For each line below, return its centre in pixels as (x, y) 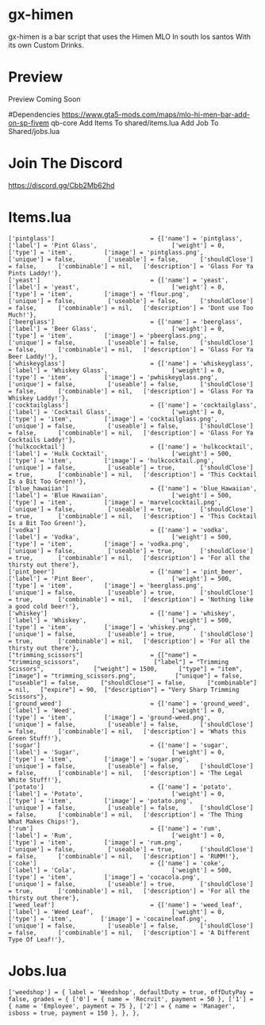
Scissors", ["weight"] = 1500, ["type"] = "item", (126, 669)
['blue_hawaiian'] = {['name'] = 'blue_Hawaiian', (133, 488)
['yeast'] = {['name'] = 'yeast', (118, 280)
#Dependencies (35, 114)
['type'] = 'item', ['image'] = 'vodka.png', (99, 544)
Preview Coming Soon (44, 99)
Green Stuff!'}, (35, 738)
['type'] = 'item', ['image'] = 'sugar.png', (99, 759)
